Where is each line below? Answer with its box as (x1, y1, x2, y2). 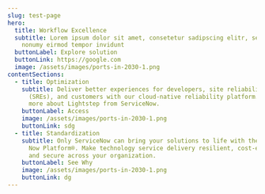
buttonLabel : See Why (21, 159, 93, 167)
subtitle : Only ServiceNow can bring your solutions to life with (21, 136, 245, 145)
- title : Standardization (14, 129, 100, 137)
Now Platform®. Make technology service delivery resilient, (28, 144, 235, 152)
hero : (7, 19, 25, 27)
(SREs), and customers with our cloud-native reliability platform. (28, 93, 259, 101)
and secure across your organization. (28, 151, 157, 159)
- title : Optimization (14, 78, 89, 86)
